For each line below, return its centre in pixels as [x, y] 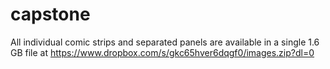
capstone [50, 14]
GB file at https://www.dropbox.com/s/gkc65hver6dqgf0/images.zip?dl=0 [162, 52]
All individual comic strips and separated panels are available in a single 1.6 [165, 42]
